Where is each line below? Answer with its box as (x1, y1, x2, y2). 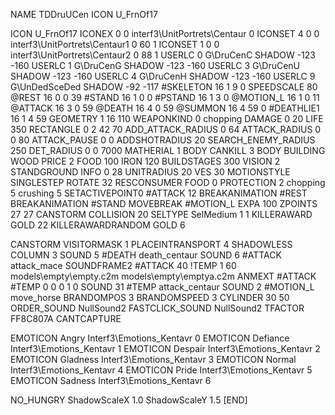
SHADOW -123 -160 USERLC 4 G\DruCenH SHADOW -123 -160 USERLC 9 (10, 70, 316, 82)
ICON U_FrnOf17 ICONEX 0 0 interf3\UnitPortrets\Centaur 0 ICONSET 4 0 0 (10, 28, 320, 39)
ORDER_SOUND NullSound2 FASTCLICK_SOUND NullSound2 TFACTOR (10, 302, 305, 314)
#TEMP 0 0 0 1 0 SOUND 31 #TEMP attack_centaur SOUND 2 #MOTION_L (10, 281, 315, 293)
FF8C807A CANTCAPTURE (10, 313, 122, 324)
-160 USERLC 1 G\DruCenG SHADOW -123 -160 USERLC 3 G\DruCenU (10, 60, 301, 71)
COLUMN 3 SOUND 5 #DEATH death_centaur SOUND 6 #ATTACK (10, 249, 282, 261)
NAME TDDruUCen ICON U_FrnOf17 (10, 9, 158, 20)
